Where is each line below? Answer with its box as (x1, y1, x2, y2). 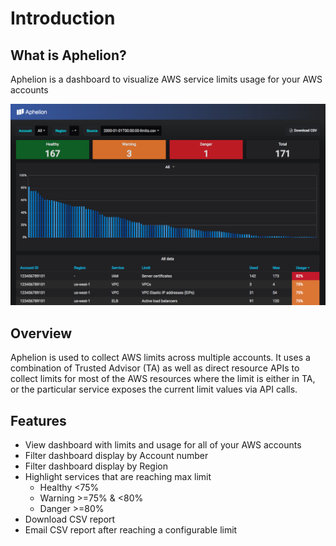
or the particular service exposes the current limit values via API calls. (10, 383, 298, 396)
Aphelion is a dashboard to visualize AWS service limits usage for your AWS (10, 73, 323, 85)
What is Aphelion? (10, 47, 127, 64)
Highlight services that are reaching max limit (24, 471, 212, 482)
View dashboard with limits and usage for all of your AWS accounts (24, 439, 302, 451)
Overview (10, 325, 73, 342)
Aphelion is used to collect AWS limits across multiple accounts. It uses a (10, 352, 311, 364)
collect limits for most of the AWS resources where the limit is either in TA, (10, 373, 316, 385)
